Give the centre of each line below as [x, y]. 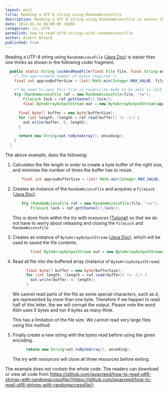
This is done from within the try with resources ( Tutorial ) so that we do [85, 218]
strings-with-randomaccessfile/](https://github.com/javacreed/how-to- [78, 379]
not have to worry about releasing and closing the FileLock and [78, 223]
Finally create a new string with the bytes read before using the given [84, 335]
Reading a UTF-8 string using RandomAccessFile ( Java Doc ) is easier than [80, 57]
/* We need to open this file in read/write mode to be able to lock [88, 90]
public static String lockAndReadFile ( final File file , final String [83, 71]
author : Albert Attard [29, 38]
